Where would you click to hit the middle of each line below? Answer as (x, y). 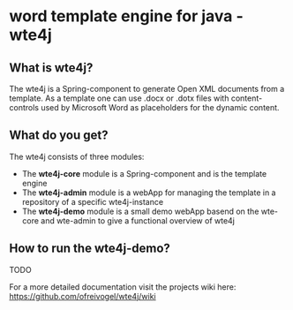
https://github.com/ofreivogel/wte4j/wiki (83, 296)
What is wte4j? (51, 68)
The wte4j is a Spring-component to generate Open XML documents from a (147, 89)
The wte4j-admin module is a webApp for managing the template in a (149, 193)
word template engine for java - (127, 16)
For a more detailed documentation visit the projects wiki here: (123, 287)
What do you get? (59, 136)
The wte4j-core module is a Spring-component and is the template (144, 173)
